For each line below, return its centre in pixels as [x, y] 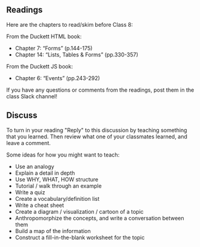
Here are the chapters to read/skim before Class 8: [70, 24]
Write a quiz [30, 192]
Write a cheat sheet [39, 205]
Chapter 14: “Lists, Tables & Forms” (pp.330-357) [76, 55]
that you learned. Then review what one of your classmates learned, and [97, 137]
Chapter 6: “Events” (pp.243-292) [57, 78]
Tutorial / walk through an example [58, 186]
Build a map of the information [53, 231]
